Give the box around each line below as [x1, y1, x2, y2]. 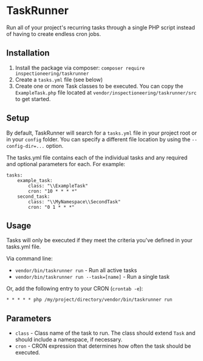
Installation [6, 48, 50, 58]
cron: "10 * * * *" [28, 188, 78, 194]
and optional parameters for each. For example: [6, 160, 126, 167]
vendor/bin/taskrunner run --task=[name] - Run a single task [15, 273, 170, 281]
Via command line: [6, 255, 53, 262]
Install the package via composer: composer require [15, 64, 145, 71]
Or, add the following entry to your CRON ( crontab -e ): [6, 285, 143, 292]
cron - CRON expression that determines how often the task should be [15, 342, 191, 350]
